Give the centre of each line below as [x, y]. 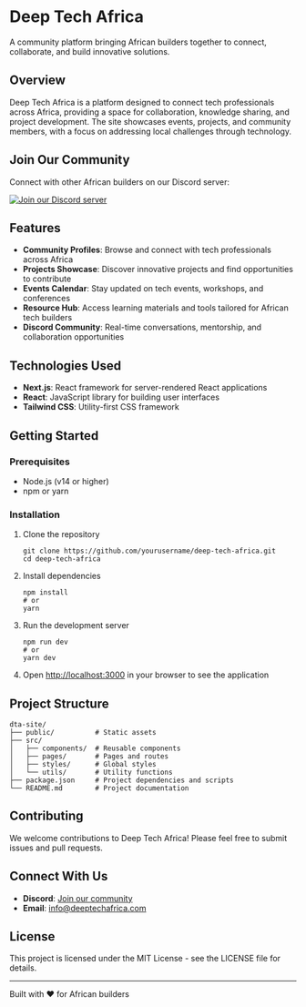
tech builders [47, 318]
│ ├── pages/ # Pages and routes [89, 756]
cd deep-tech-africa [61, 559]
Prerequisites [40, 462]
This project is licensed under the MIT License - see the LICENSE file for [145, 959]
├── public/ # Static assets [83, 732]
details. [23, 968]
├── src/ [26, 740]
